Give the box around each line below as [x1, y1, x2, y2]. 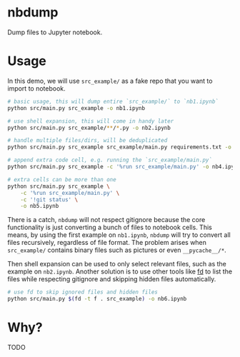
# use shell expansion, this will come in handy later [7, 117, 174, 125]
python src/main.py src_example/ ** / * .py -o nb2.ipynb [7, 124, 171, 131]
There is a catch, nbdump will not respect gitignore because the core [7, 216, 206, 224]
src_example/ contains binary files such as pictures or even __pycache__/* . [7, 246, 226, 254]
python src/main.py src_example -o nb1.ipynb [7, 104, 145, 111]
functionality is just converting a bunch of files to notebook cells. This [7, 223, 212, 232]
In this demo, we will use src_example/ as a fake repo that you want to [7, 76, 213, 85]
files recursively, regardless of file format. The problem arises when [7, 238, 207, 247]
